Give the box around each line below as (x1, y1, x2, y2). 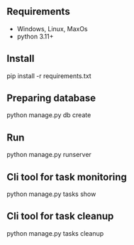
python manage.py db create (6, 111, 91, 119)
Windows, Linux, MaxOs (16, 24, 88, 33)
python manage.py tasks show (6, 190, 96, 198)
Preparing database (6, 92, 96, 104)
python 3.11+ (16, 32, 54, 40)
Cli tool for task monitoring (6, 170, 127, 183)
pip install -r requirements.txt (6, 71, 91, 80)
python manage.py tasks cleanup (6, 229, 104, 237)
